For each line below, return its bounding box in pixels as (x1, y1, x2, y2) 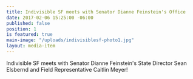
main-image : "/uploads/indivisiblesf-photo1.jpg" (6, 37, 135, 43)
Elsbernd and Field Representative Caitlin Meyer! (6, 66, 128, 73)
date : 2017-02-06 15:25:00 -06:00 (6, 15, 94, 21)
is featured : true (6, 32, 53, 38)
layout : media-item (6, 43, 56, 49)
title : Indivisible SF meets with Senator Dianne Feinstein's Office (6, 9, 186, 15)
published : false (6, 20, 50, 26)
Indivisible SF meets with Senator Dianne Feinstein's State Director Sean (6, 59, 187, 67)
